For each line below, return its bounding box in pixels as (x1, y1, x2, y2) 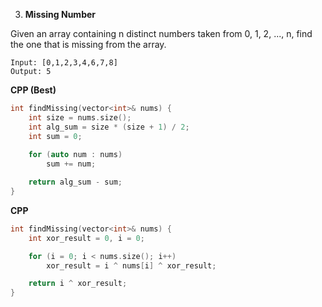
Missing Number (24, 9, 97, 20)
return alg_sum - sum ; (28, 177, 123, 188)
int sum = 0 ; (28, 131, 83, 141)
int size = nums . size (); (28, 112, 132, 123)
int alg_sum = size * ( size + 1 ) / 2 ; (28, 122, 190, 132)
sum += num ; (46, 159, 97, 169)
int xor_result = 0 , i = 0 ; (28, 233, 145, 243)
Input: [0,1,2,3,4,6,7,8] (10, 58, 118, 68)
